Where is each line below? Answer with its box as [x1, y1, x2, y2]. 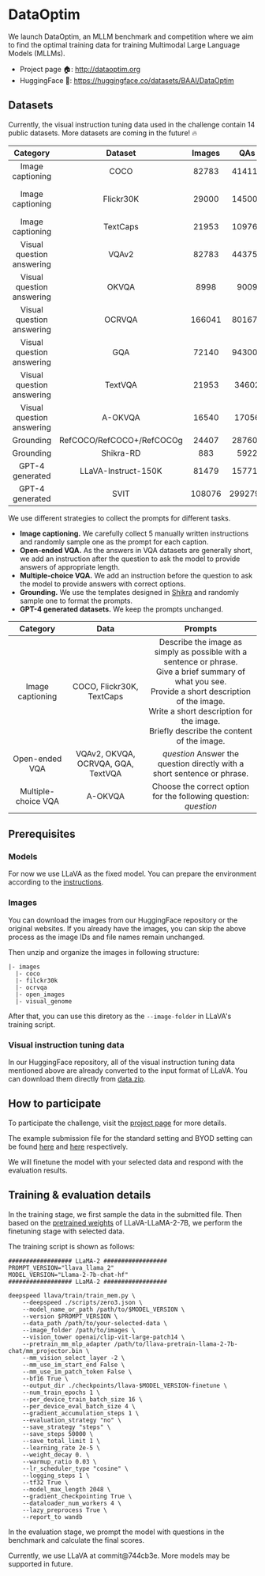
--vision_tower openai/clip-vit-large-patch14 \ [22, 1333, 185, 1341]
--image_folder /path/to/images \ [22, 1326, 136, 1334]
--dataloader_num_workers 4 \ [22, 1499, 122, 1507]
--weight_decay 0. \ [22, 1450, 90, 1459]
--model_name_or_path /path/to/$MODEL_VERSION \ [22, 1305, 185, 1313]
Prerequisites [8, 828, 76, 841]
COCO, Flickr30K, [72, 680, 139, 691]
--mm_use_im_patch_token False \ [22, 1367, 132, 1376]
